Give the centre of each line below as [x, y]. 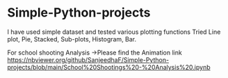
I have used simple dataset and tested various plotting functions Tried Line [114, 32]
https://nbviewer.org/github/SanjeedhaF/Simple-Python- [88, 59]
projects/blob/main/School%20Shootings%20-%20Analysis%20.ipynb [109, 67]
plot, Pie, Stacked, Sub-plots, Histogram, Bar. [72, 39]
